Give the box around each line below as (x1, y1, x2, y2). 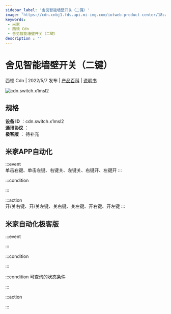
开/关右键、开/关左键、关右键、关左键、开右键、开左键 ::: (5, 203, 126, 209)
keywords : (5, 17, 26, 22)
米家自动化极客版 (5, 220, 59, 228)
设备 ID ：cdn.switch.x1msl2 (5, 118, 65, 124)
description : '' (5, 36, 42, 41)
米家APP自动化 (5, 148, 52, 156)
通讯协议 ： (5, 125, 29, 131)
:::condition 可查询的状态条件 (5, 274, 66, 280)
